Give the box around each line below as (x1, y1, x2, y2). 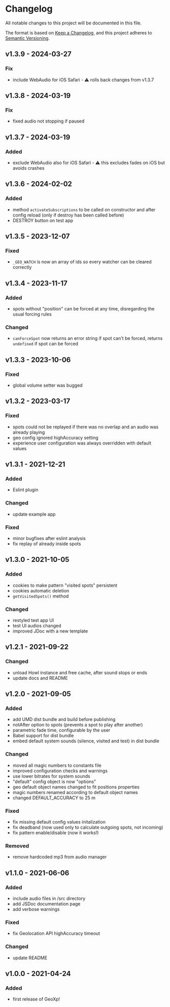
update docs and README (12, 675, 68, 681)
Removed (5, 842, 29, 849)
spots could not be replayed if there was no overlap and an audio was (12, 424, 159, 430)
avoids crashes (12, 165, 45, 171)
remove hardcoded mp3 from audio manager (12, 854, 107, 860)
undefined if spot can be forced (12, 341, 79, 347)
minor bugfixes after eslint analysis (12, 536, 86, 542)
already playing (12, 429, 45, 435)
